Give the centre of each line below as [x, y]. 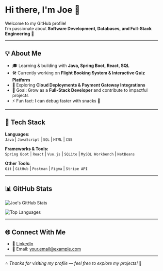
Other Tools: [18, 163]
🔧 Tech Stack [25, 123]
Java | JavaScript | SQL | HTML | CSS [39, 139]
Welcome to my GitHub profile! [36, 23]
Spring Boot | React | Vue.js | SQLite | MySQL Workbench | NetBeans [70, 154]
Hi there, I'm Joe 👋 [42, 10]
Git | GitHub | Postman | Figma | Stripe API [47, 168]
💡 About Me [23, 54]
